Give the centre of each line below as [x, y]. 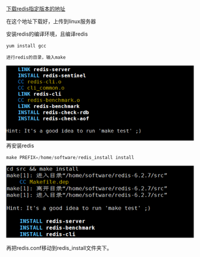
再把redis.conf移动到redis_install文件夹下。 [59, 248]
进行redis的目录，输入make [36, 57]
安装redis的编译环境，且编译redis [47, 34]
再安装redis [20, 146]
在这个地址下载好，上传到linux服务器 [51, 21]
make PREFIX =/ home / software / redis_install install [70, 158]
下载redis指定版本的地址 [36, 9]
